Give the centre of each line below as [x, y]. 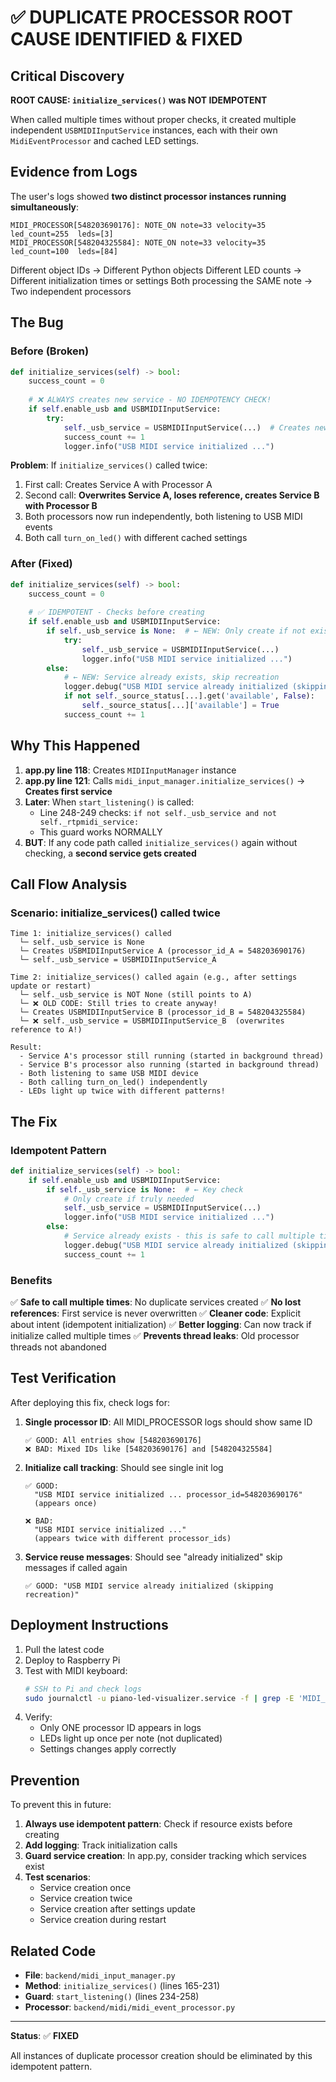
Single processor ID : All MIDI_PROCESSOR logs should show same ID [168, 1422]
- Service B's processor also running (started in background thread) [169, 1065]
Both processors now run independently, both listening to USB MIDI [163, 517]
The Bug [37, 322]
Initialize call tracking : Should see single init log [124, 1467]
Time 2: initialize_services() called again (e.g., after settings [154, 977]
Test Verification [63, 1378]
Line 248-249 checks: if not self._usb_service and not [158, 812]
